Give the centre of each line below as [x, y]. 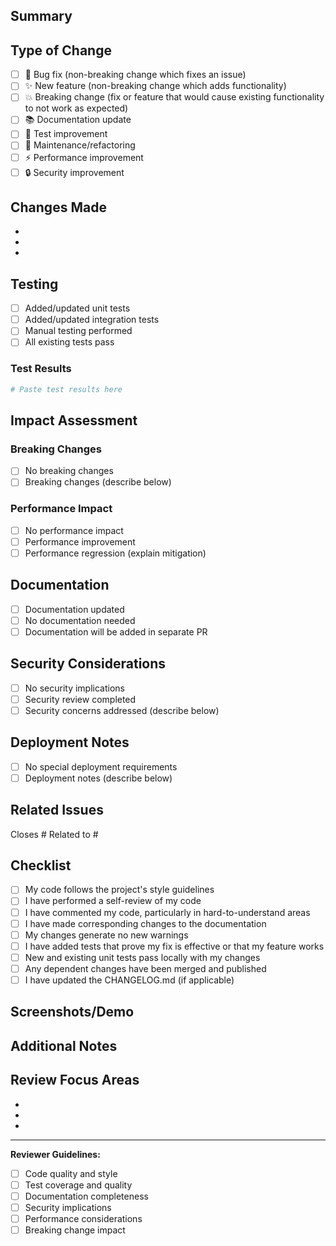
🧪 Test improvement [66, 134]
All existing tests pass [69, 342]
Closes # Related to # [54, 834]
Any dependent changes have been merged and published [145, 968]
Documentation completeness [86, 1196]
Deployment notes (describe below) [98, 778]
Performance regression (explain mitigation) [115, 553]
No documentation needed [80, 620]
